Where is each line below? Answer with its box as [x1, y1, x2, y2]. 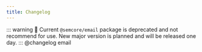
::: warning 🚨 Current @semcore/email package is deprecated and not [6, 26, 178, 33]
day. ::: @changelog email [6, 39, 71, 46]
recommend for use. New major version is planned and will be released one [6, 32, 197, 40]
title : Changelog [6, 9, 51, 15]
